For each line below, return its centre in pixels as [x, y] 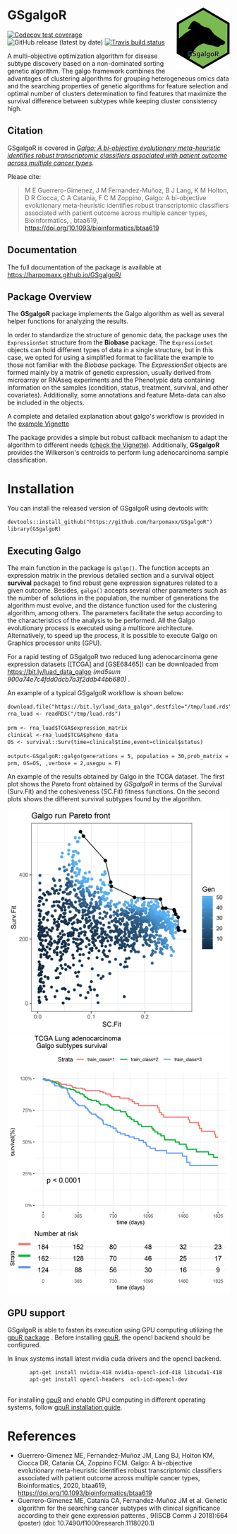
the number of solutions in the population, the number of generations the [113, 598]
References [42, 1436]
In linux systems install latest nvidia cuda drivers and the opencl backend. [114, 1359]
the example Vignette [38, 424]
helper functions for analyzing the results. [68, 321]
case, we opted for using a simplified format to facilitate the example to [111, 358]
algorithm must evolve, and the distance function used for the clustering [112, 605]
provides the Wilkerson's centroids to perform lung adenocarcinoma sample [118, 453]
